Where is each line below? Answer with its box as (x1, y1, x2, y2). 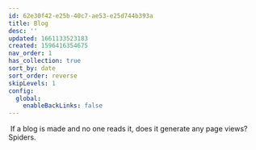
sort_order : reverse (8, 72, 78, 80)
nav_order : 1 (8, 49, 52, 57)
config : (8, 86, 35, 95)
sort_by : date (8, 65, 57, 73)
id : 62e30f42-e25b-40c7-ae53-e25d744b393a (8, 11, 153, 20)
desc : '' (8, 27, 38, 35)
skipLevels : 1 (8, 79, 57, 87)
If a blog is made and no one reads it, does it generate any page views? (10, 124, 248, 134)
